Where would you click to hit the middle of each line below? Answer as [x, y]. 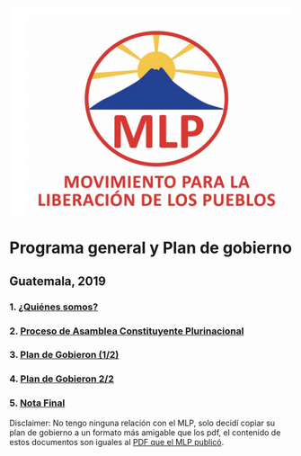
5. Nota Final [37, 403]
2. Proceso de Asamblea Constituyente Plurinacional [127, 331]
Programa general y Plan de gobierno [150, 248]
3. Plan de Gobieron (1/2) [64, 355]
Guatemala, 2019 [58, 281]
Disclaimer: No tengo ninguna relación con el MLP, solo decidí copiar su [142, 423]
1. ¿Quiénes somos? [54, 307]
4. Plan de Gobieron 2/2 [62, 379]
